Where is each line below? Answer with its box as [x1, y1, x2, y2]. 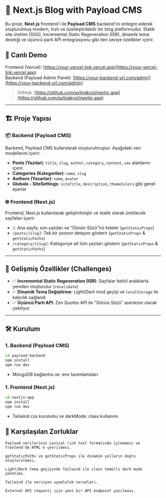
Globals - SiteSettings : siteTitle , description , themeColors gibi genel [12, 181, 156, 187]
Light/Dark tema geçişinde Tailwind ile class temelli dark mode [5, 466, 142, 472]
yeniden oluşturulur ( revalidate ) [12, 283, 79, 289]
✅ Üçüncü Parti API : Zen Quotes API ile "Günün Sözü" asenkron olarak [12, 299, 157, 305]
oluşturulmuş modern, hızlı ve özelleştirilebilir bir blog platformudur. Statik [5, 26, 155, 32]
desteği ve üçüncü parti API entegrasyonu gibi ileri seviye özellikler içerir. [5, 37, 154, 43]
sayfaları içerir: [5, 215, 36, 221]
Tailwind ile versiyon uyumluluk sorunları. [5, 480, 98, 485]
